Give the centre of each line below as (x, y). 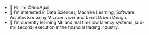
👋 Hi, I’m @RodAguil (30, 7)
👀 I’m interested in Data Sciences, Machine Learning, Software (72, 12)
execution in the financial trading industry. (77, 27)
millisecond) (22, 27)
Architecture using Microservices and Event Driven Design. (68, 17)
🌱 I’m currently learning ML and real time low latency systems (71, 22)
